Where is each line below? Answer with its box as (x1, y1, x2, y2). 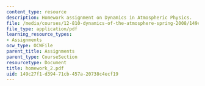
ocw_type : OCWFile (6, 43, 53, 49)
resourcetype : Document (6, 59, 67, 65)
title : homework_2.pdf (6, 65, 64, 71)
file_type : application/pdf (6, 25, 78, 32)
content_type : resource (6, 8, 67, 15)
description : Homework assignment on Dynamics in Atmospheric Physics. (6, 15, 192, 21)
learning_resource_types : (6, 31, 72, 38)
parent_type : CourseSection (6, 54, 78, 60)
